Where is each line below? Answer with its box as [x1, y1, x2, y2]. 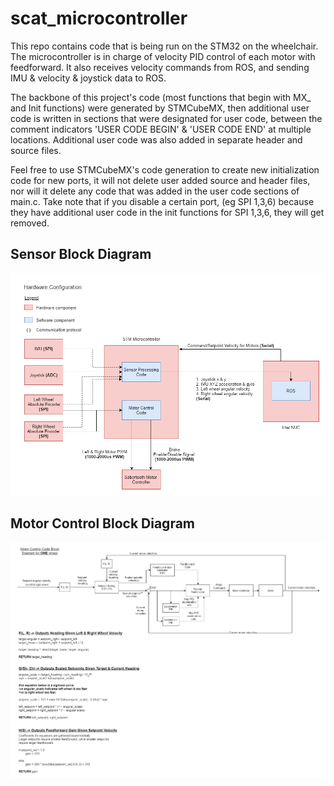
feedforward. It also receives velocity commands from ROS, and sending [10, 61, 310, 73]
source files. [10, 144, 62, 156]
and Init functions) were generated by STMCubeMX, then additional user [10, 102, 310, 114]
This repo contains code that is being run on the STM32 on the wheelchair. [10, 40, 319, 52]
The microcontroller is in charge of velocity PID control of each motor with [10, 50, 316, 62]
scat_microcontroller [10, 7, 188, 30]
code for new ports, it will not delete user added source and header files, [10, 174, 311, 186]
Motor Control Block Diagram [10, 515, 196, 532]
